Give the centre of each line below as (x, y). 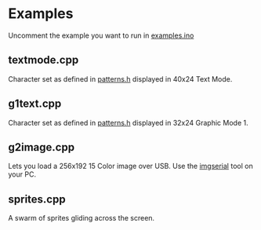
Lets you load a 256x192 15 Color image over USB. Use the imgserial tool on (130, 166)
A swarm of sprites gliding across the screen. (82, 218)
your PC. (22, 174)
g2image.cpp (42, 147)
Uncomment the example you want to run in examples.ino (101, 35)
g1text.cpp (35, 104)
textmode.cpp (43, 60)
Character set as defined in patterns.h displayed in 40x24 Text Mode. (120, 78)
